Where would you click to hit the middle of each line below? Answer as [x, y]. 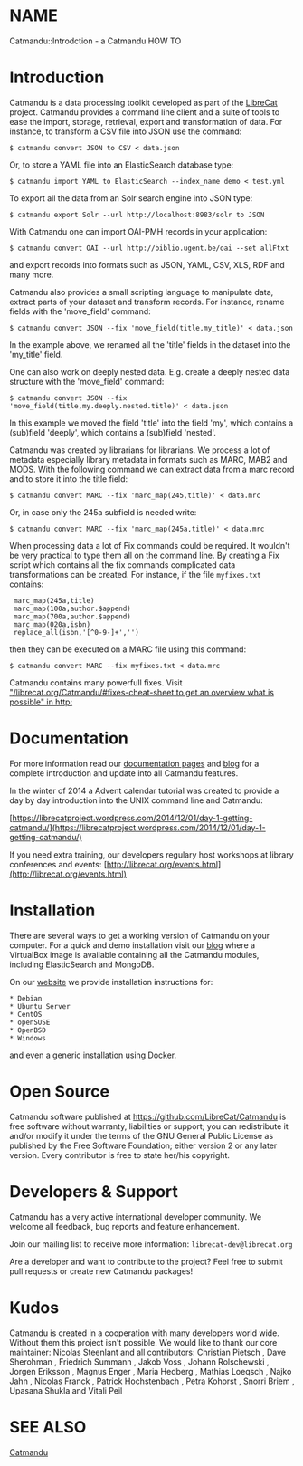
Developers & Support [94, 1191]
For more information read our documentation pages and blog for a [134, 763]
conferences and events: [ [58, 864]
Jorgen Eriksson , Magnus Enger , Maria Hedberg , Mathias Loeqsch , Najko [151, 1371]
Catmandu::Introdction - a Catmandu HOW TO [95, 41]
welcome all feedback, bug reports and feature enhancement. [124, 1226]
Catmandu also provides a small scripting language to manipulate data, [142, 292]
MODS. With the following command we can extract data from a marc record [152, 469]
